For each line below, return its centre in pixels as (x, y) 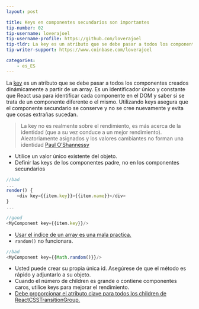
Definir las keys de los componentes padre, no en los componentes (97, 162)
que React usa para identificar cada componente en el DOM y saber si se (95, 95)
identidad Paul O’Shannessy (55, 144)
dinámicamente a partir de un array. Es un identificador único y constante (96, 89)
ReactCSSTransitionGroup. (47, 300)
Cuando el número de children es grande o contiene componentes (96, 281)
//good (14, 218)
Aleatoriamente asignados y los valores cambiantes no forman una (102, 138)
